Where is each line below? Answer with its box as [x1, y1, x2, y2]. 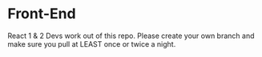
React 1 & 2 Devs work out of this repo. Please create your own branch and [7, 31, 255, 40]
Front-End [7, 5, 77, 23]
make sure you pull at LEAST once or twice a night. [7, 39, 176, 48]
